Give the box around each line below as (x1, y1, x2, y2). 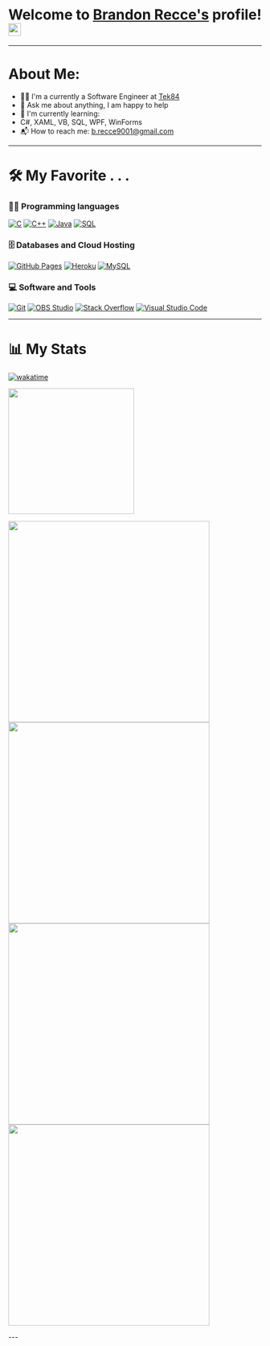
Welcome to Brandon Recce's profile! (8, 6, 262, 24)
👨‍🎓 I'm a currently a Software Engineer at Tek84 (19, 91, 180, 101)
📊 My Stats (8, 340, 87, 359)
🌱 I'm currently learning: (19, 109, 100, 118)
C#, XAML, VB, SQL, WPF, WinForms (19, 117, 143, 126)
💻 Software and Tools (8, 282, 96, 293)
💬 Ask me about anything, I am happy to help (19, 100, 169, 109)
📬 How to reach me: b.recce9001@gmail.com (19, 126, 174, 136)
